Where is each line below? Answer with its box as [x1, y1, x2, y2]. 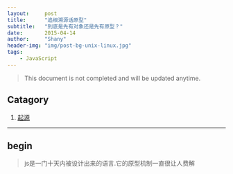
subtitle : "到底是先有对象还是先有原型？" [7, 23, 123, 30]
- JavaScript [19, 55, 58, 62]
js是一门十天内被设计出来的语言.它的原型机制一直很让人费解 [24, 159, 196, 168]
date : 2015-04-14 [7, 29, 76, 37]
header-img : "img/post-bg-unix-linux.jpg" [7, 42, 132, 49]
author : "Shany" [7, 36, 67, 43]
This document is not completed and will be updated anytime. [24, 74, 201, 82]
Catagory [7, 94, 49, 106]
